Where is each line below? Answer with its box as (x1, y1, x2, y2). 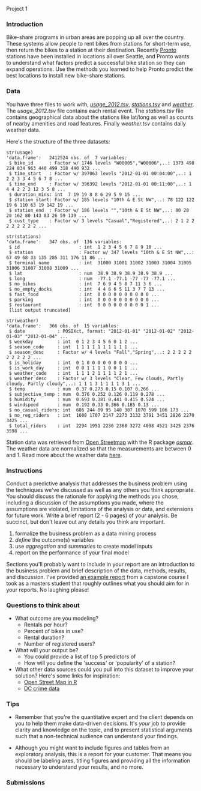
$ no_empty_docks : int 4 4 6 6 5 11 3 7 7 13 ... (8, 286, 165, 292)
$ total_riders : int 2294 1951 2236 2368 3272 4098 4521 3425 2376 (8, 423, 195, 429)
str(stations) (6, 234, 42, 240)
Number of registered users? (23, 640, 95, 647)
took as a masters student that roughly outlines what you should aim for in (6, 580, 190, 587)
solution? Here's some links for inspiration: (14, 672, 121, 679)
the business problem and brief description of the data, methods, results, (6, 567, 187, 574)
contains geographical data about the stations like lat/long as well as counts (6, 114, 194, 121)
